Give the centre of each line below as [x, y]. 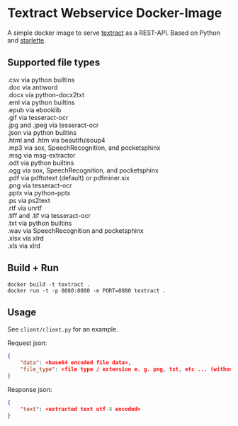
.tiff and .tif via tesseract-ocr [49, 215]
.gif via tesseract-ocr [38, 117]
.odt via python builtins [41, 163]
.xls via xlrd [24, 246]
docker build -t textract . [49, 284]
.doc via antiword [33, 87]
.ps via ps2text [29, 200]
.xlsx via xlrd [25, 238]
